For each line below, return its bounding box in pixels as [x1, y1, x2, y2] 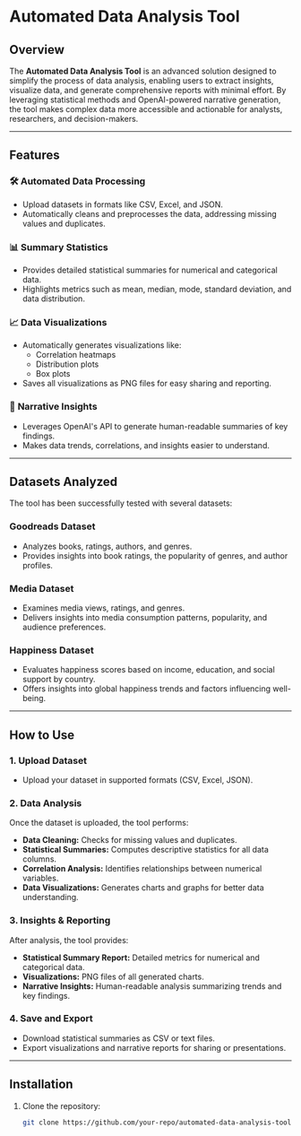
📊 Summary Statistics [9, 240, 109, 253]
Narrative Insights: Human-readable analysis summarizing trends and [21, 980, 282, 992]
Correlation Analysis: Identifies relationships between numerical [21, 863, 262, 874]
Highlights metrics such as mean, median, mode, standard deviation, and [21, 283, 292, 294]
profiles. [21, 559, 54, 570]
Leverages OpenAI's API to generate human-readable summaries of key [21, 421, 288, 431]
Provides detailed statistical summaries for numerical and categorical [21, 264, 278, 275]
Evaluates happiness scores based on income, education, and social [21, 664, 275, 675]
